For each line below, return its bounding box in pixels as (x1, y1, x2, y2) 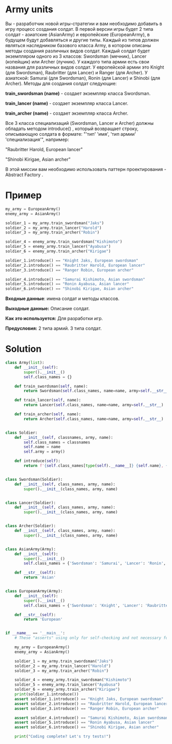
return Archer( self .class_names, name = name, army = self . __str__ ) (24, 416, 164, 421)
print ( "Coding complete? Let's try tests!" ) (14, 734, 111, 739)
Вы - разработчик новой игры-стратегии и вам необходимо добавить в (5, 20, 162, 27)
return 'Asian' (24, 575, 56, 580)
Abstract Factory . (5, 172, 44, 178)
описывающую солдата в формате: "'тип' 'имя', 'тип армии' (5, 131, 137, 137)
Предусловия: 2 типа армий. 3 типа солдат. (5, 325, 102, 331)
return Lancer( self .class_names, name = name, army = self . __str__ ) (24, 402, 164, 408)
